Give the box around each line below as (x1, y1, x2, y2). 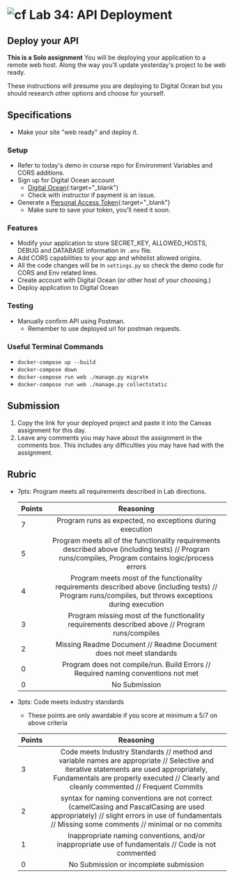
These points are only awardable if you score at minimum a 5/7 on (27, 711, 218, 719)
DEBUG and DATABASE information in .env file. (17, 247, 153, 255)
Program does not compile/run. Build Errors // (61, 659, 211, 669)
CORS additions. (17, 168, 65, 177)
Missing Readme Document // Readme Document (55, 639, 217, 649)
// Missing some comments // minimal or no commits (50, 819, 222, 829)
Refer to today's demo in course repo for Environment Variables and (17, 161, 213, 170)
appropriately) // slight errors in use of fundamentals (50, 810, 223, 820)
